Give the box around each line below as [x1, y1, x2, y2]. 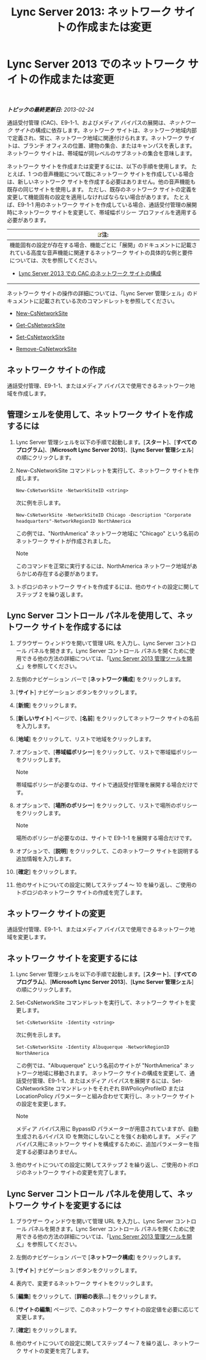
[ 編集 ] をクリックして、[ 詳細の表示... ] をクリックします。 [15, 1292, 160, 1300]
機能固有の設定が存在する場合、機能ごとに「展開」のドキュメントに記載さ [9, 241, 197, 249]
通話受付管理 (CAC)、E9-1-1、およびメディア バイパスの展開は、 [7, 118, 169, 126]
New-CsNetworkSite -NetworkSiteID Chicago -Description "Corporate [15, 512, 191, 518]
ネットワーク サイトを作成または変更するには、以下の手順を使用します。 [7, 163, 190, 170]
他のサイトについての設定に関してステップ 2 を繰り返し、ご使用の [15, 1161, 183, 1169]
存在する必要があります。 [37, 570, 101, 577]
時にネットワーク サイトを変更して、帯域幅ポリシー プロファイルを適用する [7, 209, 197, 216]
